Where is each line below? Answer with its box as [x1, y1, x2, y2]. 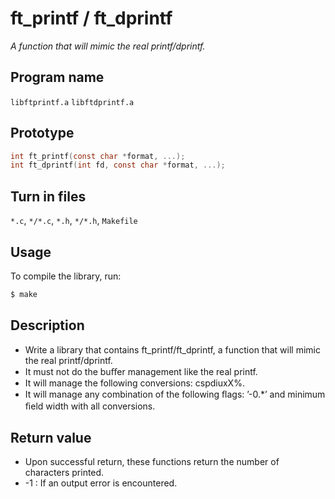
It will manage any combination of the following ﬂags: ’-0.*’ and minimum [24, 388, 326, 400]
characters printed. [24, 467, 105, 479]
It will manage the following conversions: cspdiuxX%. [24, 377, 245, 389]
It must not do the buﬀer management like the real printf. [24, 365, 258, 377]
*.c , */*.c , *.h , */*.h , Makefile [10, 215, 138, 227]
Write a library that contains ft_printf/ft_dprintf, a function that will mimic [24, 343, 321, 356]
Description [10, 317, 85, 334]
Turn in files [10, 188, 87, 205]
